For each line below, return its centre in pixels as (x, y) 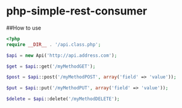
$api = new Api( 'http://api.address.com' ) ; (62, 56)
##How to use (24, 28)
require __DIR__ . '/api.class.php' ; (54, 44)
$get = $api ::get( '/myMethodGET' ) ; (51, 66)
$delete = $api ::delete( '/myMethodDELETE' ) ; (63, 99)
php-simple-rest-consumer (77, 11)
